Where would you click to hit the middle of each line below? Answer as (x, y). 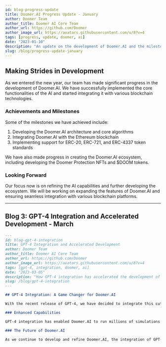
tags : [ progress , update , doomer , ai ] (45, 38)
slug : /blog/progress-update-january (44, 51)
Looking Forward (26, 175)
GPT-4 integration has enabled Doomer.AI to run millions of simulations (83, 321)
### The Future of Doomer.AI (35, 330)
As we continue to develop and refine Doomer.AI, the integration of (78, 339)
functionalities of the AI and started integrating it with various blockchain (79, 93)
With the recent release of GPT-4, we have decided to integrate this (79, 304)
